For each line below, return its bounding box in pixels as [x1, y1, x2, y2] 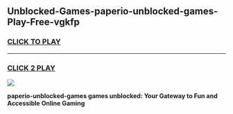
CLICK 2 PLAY [7, 63, 55, 73]
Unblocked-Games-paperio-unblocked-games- [7, 6, 218, 17]
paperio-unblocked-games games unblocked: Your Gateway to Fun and [7, 91, 218, 99]
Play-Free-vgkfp [7, 17, 80, 28]
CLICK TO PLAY [7, 37, 61, 47]
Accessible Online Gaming [7, 99, 85, 107]
